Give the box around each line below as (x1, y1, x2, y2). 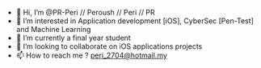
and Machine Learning (15, 25, 91, 34)
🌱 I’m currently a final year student (15, 33, 131, 42)
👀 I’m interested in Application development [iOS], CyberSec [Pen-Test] (15, 16, 255, 26)
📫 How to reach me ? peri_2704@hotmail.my (15, 50, 168, 60)
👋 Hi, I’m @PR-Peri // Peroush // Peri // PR (15, 8, 155, 17)
